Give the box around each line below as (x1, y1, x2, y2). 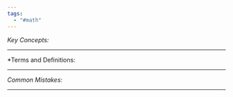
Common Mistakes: (7, 76, 63, 84)
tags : (7, 10, 23, 17)
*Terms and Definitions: (7, 55, 76, 64)
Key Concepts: (7, 35, 49, 44)
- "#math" (13, 17, 42, 24)
